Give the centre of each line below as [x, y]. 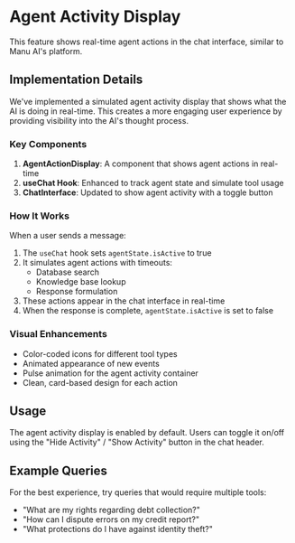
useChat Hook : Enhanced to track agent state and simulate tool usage [153, 183]
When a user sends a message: [68, 236]
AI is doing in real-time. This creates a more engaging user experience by [146, 111]
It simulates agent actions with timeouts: [97, 263]
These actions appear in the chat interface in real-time [124, 301]
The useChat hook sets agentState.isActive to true [117, 253]
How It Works [40, 216]
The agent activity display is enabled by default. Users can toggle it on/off [147, 433]
